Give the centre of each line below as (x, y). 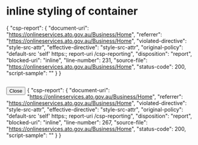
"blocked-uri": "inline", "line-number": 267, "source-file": (77, 122)
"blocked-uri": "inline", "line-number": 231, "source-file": (77, 60)
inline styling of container (72, 11)
